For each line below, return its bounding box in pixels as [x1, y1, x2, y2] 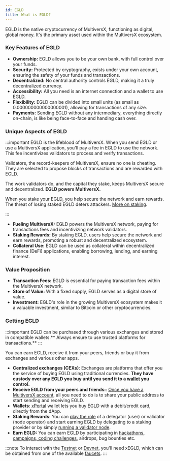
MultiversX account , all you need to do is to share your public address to [12, 392, 164, 398]
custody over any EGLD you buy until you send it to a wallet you [12, 376, 150, 382]
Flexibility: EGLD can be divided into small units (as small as [12, 99, 139, 105]
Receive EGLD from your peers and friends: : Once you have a [12, 386, 144, 392]
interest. [12, 254, 30, 260]
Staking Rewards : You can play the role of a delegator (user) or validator [12, 413, 165, 419]
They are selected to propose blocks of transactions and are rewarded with [5, 166, 163, 172]
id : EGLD [5, 7, 24, 13]
